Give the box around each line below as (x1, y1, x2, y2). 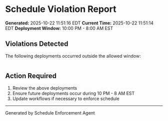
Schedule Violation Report (5, 3, 116, 15)
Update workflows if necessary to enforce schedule (12, 96, 119, 102)
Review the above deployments (12, 85, 77, 91)
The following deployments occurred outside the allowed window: (5, 53, 141, 59)
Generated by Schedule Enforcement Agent (5, 110, 95, 116)
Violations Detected (5, 40, 68, 48)
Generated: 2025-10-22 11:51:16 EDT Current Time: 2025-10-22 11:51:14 (5, 20, 154, 26)
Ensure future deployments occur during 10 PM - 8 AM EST (12, 90, 135, 96)
